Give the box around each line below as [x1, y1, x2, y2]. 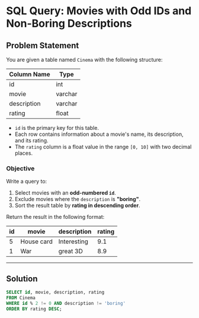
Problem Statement [6, 40, 79, 50]
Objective [6, 164, 35, 173]
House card [20, 237, 53, 246]
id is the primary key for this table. [14, 125, 99, 131]
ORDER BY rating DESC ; [6, 306, 62, 312]
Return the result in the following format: [6, 214, 105, 221]
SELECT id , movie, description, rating [6, 290, 105, 295]
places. [14, 150, 33, 157]
